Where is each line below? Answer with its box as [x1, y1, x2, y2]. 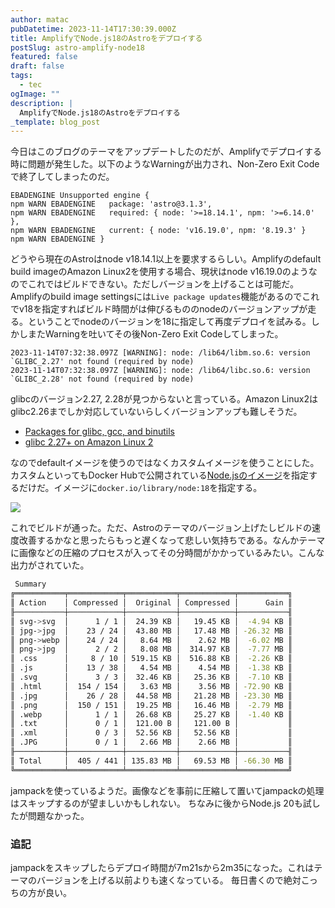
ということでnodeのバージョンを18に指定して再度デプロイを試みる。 [27, 316, 312, 328]
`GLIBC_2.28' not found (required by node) [10, 374, 195, 385]
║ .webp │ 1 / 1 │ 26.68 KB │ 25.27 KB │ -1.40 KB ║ [10, 709, 293, 720]
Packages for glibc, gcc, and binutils [24, 426, 175, 438]
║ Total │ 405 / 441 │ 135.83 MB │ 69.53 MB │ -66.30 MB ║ [10, 756, 293, 766]
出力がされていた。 [10, 559, 90, 571]
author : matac [10, 14, 70, 25]
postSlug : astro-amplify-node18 [10, 42, 145, 53]
